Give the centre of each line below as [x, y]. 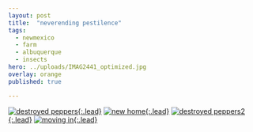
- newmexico [35, 38]
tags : [17, 30]
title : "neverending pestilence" [65, 23]
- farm [26, 45]
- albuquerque [38, 52]
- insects [31, 60]
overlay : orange [35, 74]
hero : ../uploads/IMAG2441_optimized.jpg [77, 67]
